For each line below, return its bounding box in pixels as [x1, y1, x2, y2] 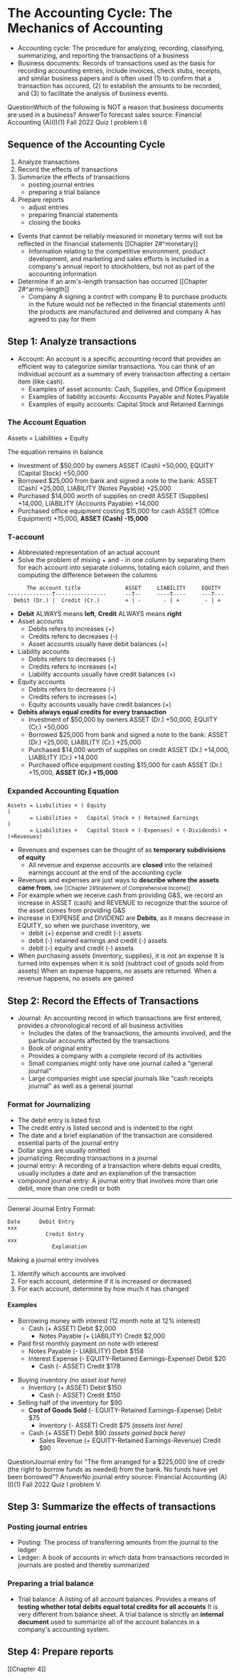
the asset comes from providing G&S [17, 906, 126, 915]
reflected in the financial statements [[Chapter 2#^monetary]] [17, 239, 198, 248]
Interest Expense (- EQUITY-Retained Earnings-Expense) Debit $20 [28, 1354, 226, 1363]
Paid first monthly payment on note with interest [17, 1339, 159, 1348]
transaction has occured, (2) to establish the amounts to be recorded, [17, 81, 222, 90]
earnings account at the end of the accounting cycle [28, 868, 182, 877]
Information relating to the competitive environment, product [28, 247, 206, 255]
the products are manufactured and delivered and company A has [28, 307, 222, 316]
